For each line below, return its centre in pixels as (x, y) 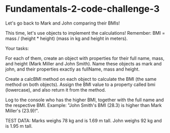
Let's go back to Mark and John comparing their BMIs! (63, 23)
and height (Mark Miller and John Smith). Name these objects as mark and (83, 63)
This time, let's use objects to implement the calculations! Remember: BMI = (85, 33)
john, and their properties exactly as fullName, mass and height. (72, 69)
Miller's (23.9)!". (22, 110)
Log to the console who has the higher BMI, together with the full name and (85, 100)
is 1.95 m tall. (19, 126)
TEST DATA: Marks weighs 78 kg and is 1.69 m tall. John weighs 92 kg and (84, 120)
